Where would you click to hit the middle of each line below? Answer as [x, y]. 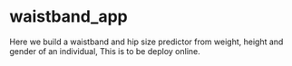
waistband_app [69, 17]
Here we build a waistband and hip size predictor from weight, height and [146, 42]
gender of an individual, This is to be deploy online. [105, 51]
